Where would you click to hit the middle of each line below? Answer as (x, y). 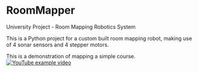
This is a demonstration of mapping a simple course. (71, 56)
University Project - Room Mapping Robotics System (71, 27)
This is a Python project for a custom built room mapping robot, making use (99, 38)
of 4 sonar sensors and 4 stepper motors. (58, 45)
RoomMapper (41, 10)
